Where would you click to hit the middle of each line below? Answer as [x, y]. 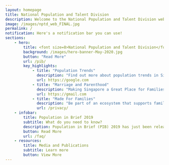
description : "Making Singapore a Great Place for [91, 89]
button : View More [43, 155]
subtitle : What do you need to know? [63, 122]
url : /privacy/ [53, 108]
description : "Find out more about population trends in [98, 75]
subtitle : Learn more [46, 150]
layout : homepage [23, 10]
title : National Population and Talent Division [57, 15]
